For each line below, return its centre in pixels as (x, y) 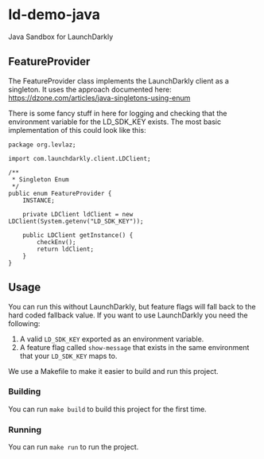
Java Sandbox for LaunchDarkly (61, 37)
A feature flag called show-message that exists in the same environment (134, 347)
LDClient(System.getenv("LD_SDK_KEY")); (76, 221)
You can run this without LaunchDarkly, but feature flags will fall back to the (132, 306)
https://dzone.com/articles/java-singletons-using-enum (99, 98)
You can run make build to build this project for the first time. (107, 409)
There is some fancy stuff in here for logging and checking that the (118, 113)
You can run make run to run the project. (74, 447)
